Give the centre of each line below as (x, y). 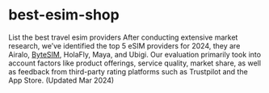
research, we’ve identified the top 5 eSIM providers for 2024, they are (124, 45)
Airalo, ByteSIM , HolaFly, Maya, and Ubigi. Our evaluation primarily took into (134, 54)
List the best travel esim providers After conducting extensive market (123, 37)
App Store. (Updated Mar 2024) (61, 80)
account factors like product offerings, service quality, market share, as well (134, 63)
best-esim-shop (64, 15)
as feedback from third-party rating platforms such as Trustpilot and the (128, 71)
